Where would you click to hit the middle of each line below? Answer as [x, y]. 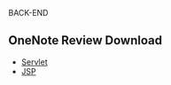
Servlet [34, 62]
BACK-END [28, 13]
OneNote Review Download [85, 40]
